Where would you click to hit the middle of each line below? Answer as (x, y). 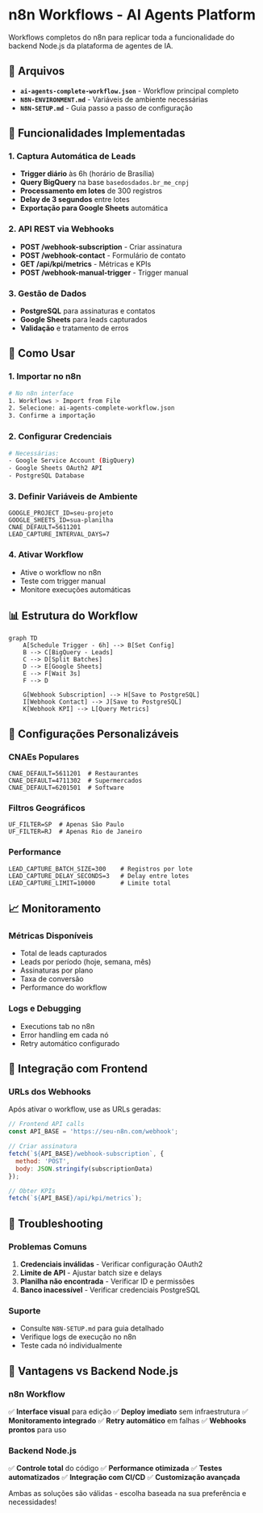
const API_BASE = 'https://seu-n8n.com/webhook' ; (94, 1132)
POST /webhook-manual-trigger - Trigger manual (104, 272)
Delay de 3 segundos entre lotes (75, 200)
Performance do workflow (63, 988)
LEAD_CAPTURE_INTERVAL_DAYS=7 (59, 535)
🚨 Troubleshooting (56, 1223)
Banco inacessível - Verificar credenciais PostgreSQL (110, 1289)
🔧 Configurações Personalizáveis (94, 734)
